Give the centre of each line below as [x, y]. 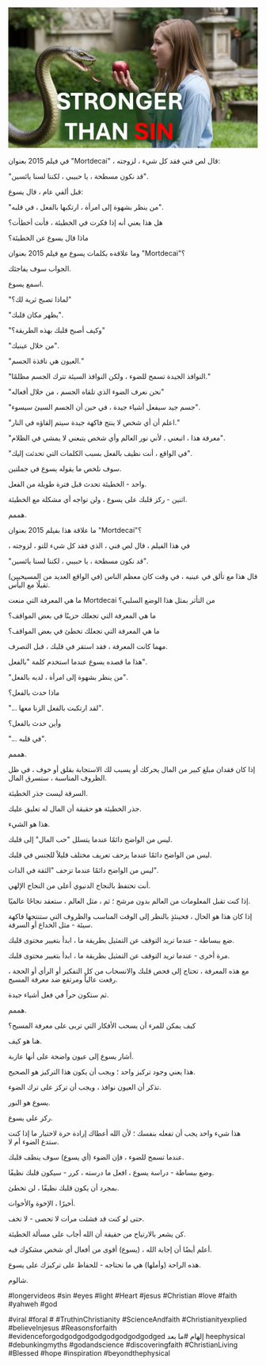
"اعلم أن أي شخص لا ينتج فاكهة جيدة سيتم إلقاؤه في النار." [94, 422]
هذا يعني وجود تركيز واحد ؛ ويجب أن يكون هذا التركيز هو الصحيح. [102, 1071]
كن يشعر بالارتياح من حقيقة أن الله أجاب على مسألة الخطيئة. [97, 1233]
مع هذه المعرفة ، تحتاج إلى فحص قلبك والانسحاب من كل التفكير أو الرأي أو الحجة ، [129, 970]
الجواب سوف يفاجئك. [40, 268]
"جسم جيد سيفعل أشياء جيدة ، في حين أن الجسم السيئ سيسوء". [104, 407]
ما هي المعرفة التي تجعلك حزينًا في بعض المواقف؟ [82, 615]
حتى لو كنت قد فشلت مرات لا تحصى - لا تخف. [76, 1218]
